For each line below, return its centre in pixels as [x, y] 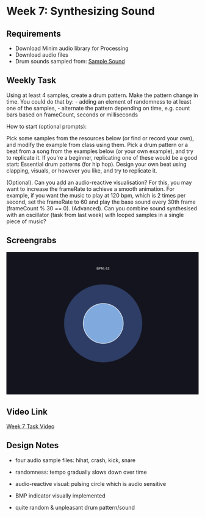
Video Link [27, 412]
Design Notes [33, 445]
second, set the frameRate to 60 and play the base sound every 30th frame [101, 202]
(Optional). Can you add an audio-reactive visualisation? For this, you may [99, 182]
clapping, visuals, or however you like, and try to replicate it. [82, 170]
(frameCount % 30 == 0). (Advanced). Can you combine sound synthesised [102, 208]
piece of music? [27, 221]
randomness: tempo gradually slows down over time [81, 472]
